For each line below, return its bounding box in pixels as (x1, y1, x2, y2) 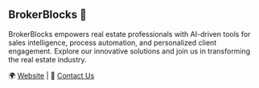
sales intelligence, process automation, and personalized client (8, 38, 217, 47)
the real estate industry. (8, 54, 87, 64)
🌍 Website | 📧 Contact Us (8, 70, 95, 80)
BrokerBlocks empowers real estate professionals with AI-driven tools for (8, 29, 251, 38)
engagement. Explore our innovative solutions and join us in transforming (8, 46, 251, 56)
